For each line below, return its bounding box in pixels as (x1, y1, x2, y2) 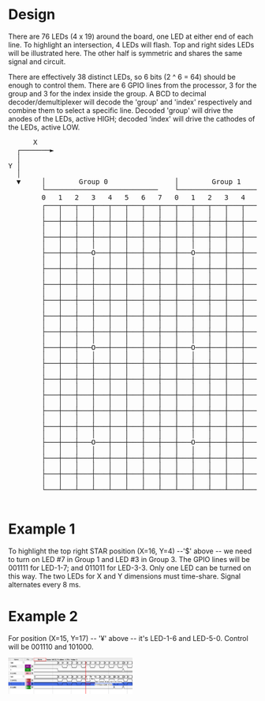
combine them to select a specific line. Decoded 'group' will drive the (8, 105, 233, 115)
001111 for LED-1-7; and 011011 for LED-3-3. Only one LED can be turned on (8, 563, 252, 572)
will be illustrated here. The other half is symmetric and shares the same (8, 48, 243, 58)
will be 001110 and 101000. (8, 642, 94, 651)
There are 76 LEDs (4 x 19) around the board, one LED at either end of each (8, 32, 254, 41)
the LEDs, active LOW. (8, 122, 80, 132)
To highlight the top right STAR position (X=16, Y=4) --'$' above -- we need (8, 546, 252, 556)
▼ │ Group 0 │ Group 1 (16, 177, 242, 186)
